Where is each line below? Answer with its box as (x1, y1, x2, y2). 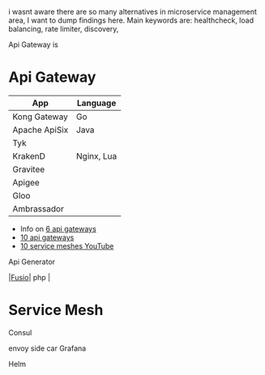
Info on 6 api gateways (19, 224, 97, 233)
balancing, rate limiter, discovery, (8, 24, 119, 33)
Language (76, 97, 117, 109)
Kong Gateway (12, 111, 69, 122)
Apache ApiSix (12, 124, 69, 135)
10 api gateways (19, 232, 75, 242)
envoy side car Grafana (8, 343, 87, 353)
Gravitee (12, 164, 45, 175)
